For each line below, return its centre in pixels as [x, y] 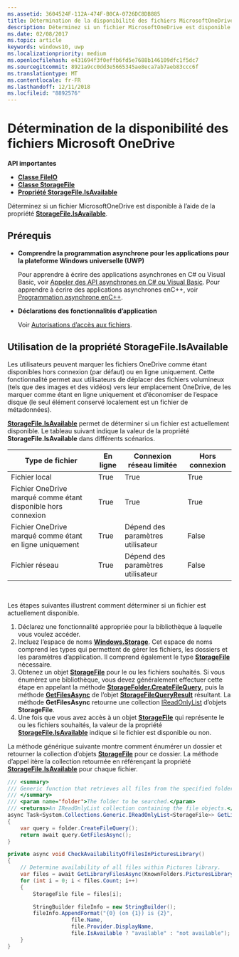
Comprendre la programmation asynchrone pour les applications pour [123, 253]
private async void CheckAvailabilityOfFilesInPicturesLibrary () [106, 855]
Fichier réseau [35, 565]
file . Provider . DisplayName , [112, 927]
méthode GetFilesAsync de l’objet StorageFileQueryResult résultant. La [124, 694]
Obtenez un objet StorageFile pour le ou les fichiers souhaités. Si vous [121, 672]
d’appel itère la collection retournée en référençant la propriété [99, 761]
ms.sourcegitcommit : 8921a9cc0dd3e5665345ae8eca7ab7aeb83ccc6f [103, 67]
